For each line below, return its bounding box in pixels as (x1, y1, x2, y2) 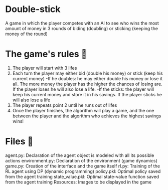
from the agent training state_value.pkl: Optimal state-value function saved (5, 173, 159, 179)
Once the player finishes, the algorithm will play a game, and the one (12, 107, 154, 113)
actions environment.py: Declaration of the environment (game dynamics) (5, 157, 158, 163)
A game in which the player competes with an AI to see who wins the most (5, 20, 159, 26)
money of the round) (5, 31, 48, 37)
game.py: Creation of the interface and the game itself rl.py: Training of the (5, 163, 160, 169)
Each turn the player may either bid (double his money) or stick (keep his (12, 70, 163, 76)
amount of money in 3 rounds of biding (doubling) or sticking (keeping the (5, 25, 158, 31)
